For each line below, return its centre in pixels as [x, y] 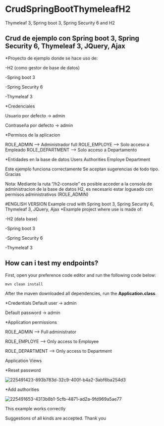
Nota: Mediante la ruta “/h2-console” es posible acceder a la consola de [79, 184]
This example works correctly [35, 408]
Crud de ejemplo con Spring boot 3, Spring [72, 38]
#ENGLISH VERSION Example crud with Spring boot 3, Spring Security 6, [80, 204]
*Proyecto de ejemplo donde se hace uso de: [52, 58]
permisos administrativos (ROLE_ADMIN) [47, 194]
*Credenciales [20, 106]
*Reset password [23, 370]
